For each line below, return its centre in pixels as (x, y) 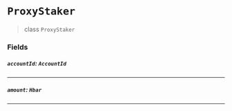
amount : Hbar (25, 90)
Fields (18, 47)
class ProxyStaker (49, 29)
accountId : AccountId (37, 63)
